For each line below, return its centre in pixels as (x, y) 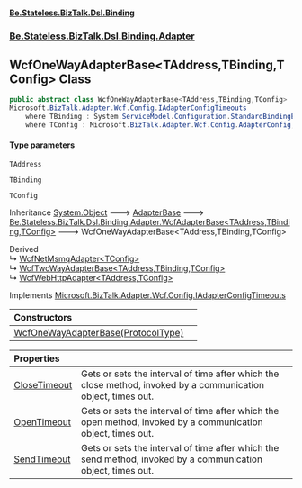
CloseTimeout (43, 385)
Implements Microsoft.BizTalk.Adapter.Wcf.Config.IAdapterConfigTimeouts (147, 295)
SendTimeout (42, 459)
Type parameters (42, 145)
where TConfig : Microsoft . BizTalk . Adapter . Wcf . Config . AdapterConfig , (160, 125)
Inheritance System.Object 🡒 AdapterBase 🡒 (107, 212)
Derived (24, 249)
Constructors (43, 318)
